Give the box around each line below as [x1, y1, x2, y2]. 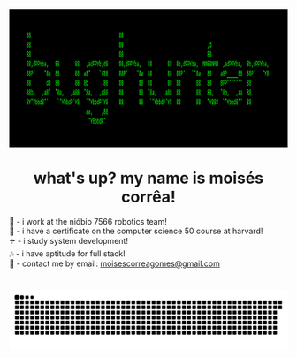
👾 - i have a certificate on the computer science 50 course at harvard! [9, 225, 263, 236]
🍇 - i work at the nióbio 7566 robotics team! [9, 216, 168, 226]
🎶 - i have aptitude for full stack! [9, 248, 126, 259]
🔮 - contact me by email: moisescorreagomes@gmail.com [9, 258, 221, 269]
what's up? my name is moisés [33, 168, 264, 188]
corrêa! [120, 187, 177, 207]
